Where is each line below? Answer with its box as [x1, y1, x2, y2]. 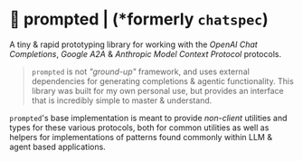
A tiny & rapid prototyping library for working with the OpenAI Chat [9, 39, 258, 50]
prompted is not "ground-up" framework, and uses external [31, 66, 251, 77]
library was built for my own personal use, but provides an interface [31, 85, 284, 96]
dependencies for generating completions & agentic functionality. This [31, 75, 294, 86]
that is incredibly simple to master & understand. [31, 95, 213, 106]
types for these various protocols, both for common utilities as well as [9, 122, 270, 133]
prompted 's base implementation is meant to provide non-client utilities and [9, 112, 288, 123]
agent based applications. [9, 141, 106, 152]
